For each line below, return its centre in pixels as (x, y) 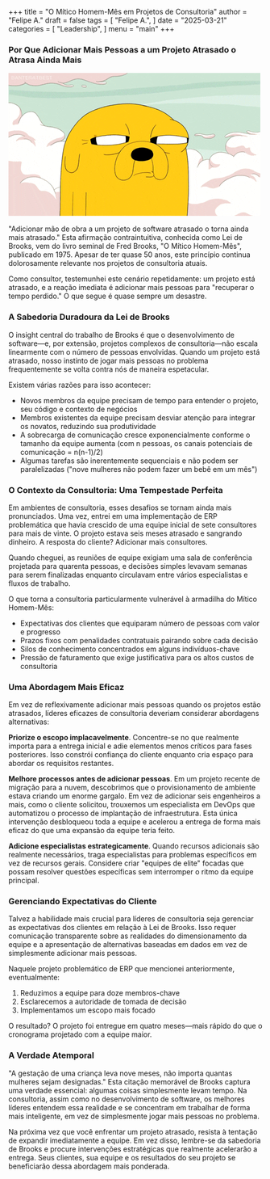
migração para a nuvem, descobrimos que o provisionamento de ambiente (132, 788)
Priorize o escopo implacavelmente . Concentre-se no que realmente (124, 738)
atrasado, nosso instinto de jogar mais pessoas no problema (108, 360)
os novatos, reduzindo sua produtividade (88, 426)
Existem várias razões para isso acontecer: (80, 385)
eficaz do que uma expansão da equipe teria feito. (92, 831)
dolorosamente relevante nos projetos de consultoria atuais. (108, 263)
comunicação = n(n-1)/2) (61, 452)
